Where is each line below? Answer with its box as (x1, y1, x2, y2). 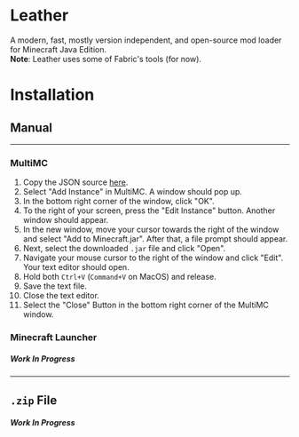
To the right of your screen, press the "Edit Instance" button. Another (22, 205, 276, 216)
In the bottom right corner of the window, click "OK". (22, 196, 216, 207)
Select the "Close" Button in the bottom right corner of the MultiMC (22, 299, 270, 311)
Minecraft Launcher (10, 331, 98, 344)
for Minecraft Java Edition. (10, 44, 107, 54)
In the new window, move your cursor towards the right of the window (22, 224, 279, 235)
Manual (10, 120, 52, 135)
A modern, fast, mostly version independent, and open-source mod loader (10, 35, 282, 45)
